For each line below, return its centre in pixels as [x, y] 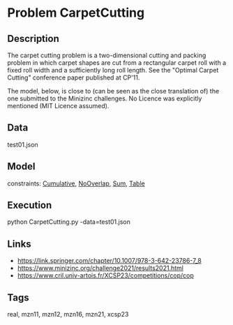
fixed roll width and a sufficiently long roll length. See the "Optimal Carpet [113, 70]
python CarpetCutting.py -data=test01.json [69, 222]
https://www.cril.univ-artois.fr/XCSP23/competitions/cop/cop [105, 275]
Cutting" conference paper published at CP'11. [74, 77]
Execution [30, 205]
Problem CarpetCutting [76, 13]
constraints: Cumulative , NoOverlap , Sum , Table [76, 183]
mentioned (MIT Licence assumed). [58, 106]
